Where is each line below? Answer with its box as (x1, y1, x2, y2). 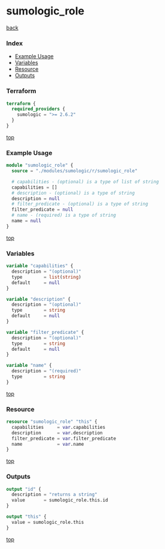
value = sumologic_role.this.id (11, 497, 109, 503)
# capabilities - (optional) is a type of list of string (11, 178, 160, 184)
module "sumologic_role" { (6, 162, 74, 169)
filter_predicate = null (11, 207, 74, 213)
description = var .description (11, 429, 103, 436)
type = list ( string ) (11, 274, 82, 280)
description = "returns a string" (11, 491, 97, 498)
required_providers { (11, 106, 66, 112)
